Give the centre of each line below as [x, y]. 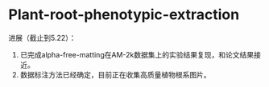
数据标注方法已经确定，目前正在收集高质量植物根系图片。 [115, 74]
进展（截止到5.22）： [42, 38]
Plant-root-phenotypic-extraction [124, 15]
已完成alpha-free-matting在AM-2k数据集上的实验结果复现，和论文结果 [137, 54]
